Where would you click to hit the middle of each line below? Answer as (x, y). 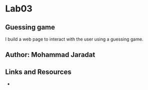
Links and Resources (38, 72)
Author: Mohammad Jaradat (50, 55)
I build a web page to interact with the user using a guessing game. (74, 39)
